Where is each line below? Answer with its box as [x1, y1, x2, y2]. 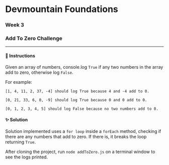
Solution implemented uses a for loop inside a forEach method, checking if [5, 128, 161, 134]
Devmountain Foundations [5, 4, 118, 15]
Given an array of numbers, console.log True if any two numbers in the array [5, 64, 163, 70]
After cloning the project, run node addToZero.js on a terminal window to [5, 148, 155, 154]
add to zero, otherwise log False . [5, 69, 74, 75]
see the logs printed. [5, 154, 48, 160]
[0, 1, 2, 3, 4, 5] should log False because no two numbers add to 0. [5, 106, 158, 111]
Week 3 [5, 22, 24, 29]
